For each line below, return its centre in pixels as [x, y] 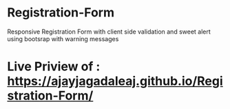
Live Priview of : [54, 67]
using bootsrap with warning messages [63, 38]
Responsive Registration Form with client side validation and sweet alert [109, 32]
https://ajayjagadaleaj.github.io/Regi [115, 81]
